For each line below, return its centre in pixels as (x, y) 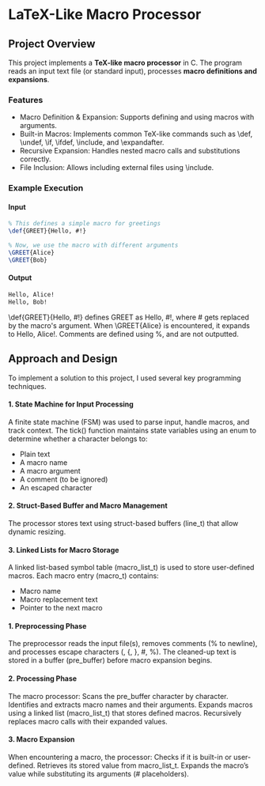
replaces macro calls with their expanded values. (88, 721)
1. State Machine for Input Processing (71, 404)
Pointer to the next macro (61, 608)
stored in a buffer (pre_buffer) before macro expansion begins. (110, 660)
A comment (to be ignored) (64, 479)
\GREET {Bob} (28, 260)
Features (26, 100)
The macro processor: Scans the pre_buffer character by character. (118, 696)
